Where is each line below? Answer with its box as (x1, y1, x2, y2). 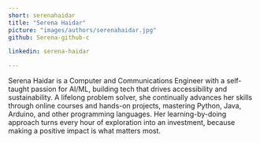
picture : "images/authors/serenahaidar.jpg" (8, 26, 157, 34)
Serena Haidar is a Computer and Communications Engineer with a (8, 76, 225, 86)
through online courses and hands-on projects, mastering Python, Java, (8, 101, 242, 111)
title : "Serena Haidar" (8, 19, 87, 27)
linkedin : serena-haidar (8, 48, 90, 56)
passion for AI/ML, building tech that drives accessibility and (31, 84, 228, 94)
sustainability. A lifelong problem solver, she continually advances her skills (8, 93, 253, 102)
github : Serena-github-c (8, 33, 90, 42)
